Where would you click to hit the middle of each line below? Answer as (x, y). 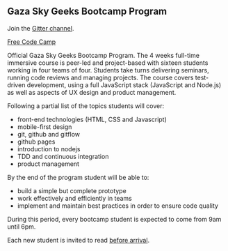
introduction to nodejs (49, 149)
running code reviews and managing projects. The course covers (100, 77)
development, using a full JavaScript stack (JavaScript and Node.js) (124, 85)
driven (16, 85)
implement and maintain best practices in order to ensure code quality (118, 206)
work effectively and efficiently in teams (74, 198)
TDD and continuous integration (63, 156)
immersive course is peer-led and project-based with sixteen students (108, 63)
